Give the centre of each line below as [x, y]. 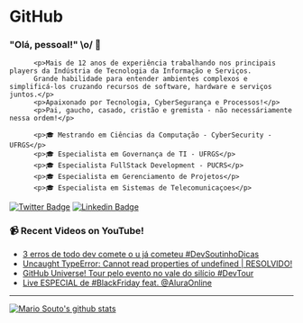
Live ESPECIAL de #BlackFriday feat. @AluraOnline [117, 283]
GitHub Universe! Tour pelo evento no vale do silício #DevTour [138, 273]
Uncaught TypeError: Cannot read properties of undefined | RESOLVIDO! [157, 264]
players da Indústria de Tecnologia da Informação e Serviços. [131, 71]
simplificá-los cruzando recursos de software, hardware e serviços [141, 87]
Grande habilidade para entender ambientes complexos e [140, 79]
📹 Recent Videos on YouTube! [77, 231]
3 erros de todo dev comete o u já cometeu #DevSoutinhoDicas [141, 254]
